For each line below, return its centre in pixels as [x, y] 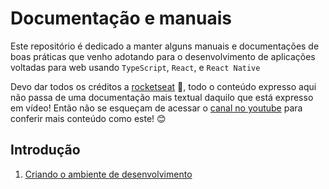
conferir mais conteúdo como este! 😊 [88, 118]
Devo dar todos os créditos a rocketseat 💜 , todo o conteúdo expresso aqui [163, 86]
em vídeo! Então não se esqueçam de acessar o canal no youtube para [156, 108]
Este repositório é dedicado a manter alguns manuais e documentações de [165, 46]
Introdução [45, 150]
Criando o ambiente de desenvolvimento [108, 174]
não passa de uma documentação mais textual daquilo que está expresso [162, 97]
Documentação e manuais [121, 18]
